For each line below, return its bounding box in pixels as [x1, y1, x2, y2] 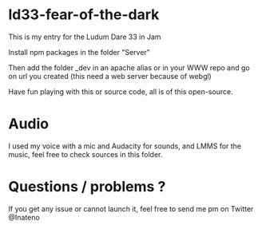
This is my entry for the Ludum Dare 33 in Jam [8, 32, 161, 41]
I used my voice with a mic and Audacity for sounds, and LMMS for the [8, 141, 242, 151]
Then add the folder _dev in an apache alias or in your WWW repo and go [8, 62, 250, 73]
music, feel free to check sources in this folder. [8, 149, 163, 159]
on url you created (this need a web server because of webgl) [8, 71, 212, 81]
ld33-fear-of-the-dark [8, 6, 160, 24]
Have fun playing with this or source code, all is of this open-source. [8, 86, 233, 97]
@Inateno [8, 212, 40, 222]
